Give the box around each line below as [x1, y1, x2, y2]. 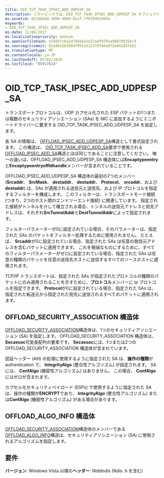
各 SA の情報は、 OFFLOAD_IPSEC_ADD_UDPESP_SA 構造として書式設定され [5, 139, 159, 144]
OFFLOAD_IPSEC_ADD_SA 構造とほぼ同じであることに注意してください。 [5, 151, 151, 157]
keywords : [5, 20, 25, 26]
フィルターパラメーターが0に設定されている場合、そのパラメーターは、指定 [5, 226, 157, 232]
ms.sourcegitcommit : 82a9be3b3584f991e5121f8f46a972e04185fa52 [5, 43, 137, 48]
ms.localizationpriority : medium [5, 35, 73, 40]
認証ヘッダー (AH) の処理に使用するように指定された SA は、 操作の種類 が [5, 356, 153, 361]
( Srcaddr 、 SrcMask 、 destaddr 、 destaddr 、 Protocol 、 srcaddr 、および [5, 179, 158, 185]
